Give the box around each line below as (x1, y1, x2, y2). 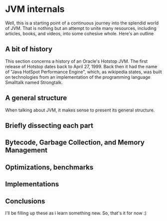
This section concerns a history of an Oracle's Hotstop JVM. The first (5, 58, 148, 64)
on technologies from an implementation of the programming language (5, 74, 151, 80)
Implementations (5, 180, 59, 189)
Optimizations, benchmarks (5, 163, 94, 171)
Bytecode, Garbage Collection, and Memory (5, 138, 145, 147)
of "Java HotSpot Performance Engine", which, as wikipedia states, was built (5, 69, 162, 75)
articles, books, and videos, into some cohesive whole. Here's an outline (5, 30, 154, 36)
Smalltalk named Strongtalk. (5, 79, 63, 85)
